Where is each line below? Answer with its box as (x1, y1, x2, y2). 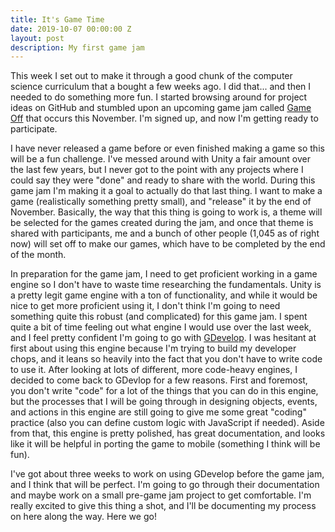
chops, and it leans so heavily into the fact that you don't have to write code (10, 353, 323, 365)
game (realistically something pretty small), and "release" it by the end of (10, 196, 312, 208)
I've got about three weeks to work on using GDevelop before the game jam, (10, 468, 325, 480)
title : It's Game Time (10, 14, 105, 25)
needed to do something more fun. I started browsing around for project (10, 91, 308, 103)
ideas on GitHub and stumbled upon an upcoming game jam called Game (10, 102, 312, 114)
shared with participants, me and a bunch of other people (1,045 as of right (10, 227, 320, 240)
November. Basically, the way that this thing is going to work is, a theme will (10, 206, 323, 218)
